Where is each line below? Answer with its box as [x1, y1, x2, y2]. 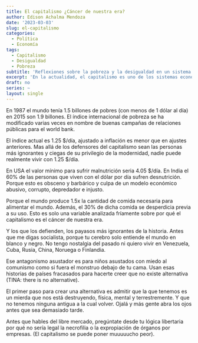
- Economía [11, 42, 38, 48]
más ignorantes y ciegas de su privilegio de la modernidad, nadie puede [6, 149, 181, 156]
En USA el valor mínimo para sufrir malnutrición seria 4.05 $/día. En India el [6, 167, 189, 174]
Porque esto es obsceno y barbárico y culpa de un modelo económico [6, 179, 177, 187]
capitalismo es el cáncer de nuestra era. [6, 216, 104, 223]
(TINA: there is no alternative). [6, 276, 80, 283]
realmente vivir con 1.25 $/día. [6, 155, 80, 162]
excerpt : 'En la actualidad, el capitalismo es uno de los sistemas [6, 74, 178, 80]
